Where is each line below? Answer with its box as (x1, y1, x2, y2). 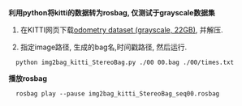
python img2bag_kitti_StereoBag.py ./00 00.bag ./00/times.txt (15, 58, 234, 66)
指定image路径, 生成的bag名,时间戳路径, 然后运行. (19, 42, 188, 52)
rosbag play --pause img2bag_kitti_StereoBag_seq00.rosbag (15, 90, 220, 98)
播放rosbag (8, 74, 47, 83)
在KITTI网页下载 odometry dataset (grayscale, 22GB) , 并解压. (19, 25, 223, 35)
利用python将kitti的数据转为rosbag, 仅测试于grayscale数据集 (8, 8, 215, 17)
